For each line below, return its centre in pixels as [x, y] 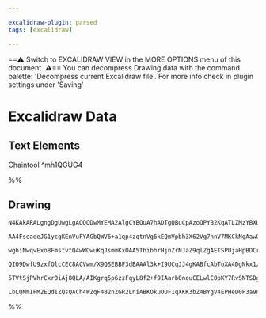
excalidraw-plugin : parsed [53, 22]
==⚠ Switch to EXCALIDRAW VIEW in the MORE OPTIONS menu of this [125, 59]
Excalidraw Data [63, 116]
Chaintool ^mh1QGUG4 [46, 165]
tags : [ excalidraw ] [40, 30]
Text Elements [44, 146]
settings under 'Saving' [46, 85]
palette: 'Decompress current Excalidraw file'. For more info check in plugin [131, 76]
